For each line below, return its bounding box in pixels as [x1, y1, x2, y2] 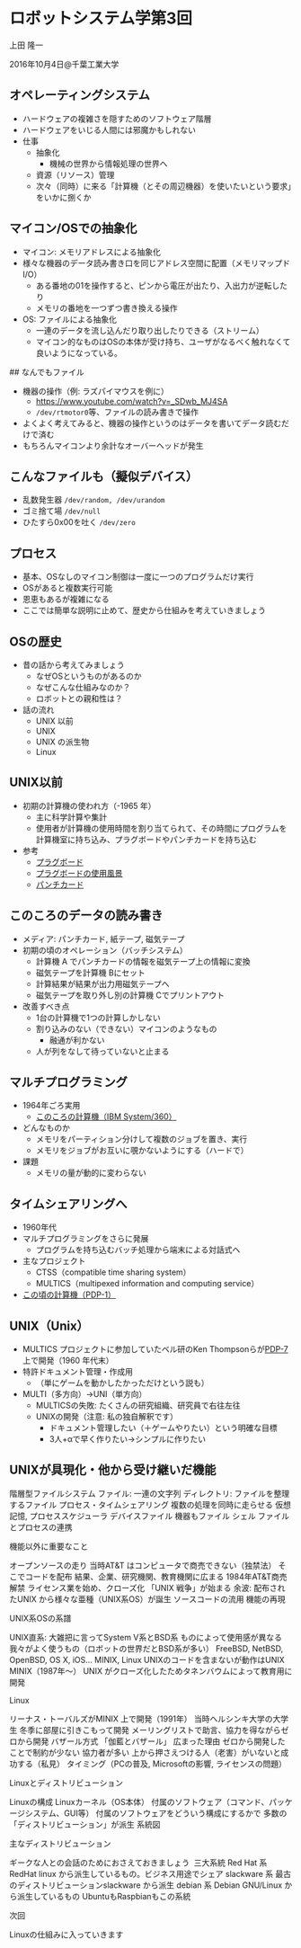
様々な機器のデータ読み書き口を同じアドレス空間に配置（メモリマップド [22, 257, 290, 268]
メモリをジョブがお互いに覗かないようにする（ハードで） [35, 1145, 249, 1156]
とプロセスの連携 [9, 1521, 73, 1533]
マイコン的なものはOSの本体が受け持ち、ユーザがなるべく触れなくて [35, 336, 291, 347]
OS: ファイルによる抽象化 [22, 314, 118, 325]
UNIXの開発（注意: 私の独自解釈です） [35, 1411, 178, 1422]
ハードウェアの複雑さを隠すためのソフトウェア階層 [22, 113, 212, 124]
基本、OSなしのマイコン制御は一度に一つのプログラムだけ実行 [22, 572, 254, 583]
